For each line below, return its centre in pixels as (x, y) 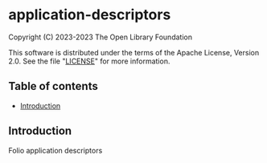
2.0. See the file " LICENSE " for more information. (89, 61)
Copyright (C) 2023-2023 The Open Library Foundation (101, 37)
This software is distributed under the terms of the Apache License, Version (134, 52)
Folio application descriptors (55, 150)
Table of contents (53, 86)
